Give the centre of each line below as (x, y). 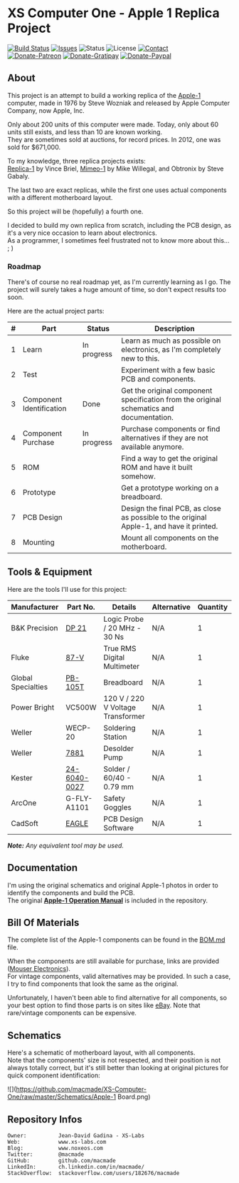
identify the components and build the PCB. (71, 892)
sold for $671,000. (34, 147)
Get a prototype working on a (170, 488)
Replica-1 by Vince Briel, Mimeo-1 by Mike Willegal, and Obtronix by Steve (116, 168)
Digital (114, 657)
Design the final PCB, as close (171, 508)
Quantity (213, 607)
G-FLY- (79, 798)
